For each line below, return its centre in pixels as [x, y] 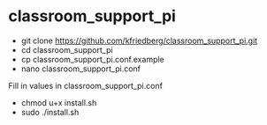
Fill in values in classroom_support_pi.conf [85, 85]
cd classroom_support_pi [67, 49]
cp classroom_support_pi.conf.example [92, 59]
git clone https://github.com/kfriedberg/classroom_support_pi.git [139, 40]
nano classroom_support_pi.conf [81, 69]
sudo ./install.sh [50, 112]
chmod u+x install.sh [59, 102]
